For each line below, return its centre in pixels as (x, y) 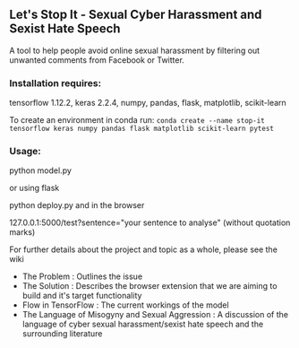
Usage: (26, 152)
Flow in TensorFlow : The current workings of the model (126, 305)
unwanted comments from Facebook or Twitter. (97, 60)
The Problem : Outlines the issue (82, 276)
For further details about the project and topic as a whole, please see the (143, 249)
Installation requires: (55, 83)
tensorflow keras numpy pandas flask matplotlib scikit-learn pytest (142, 129)
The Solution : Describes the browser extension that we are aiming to (149, 286)
